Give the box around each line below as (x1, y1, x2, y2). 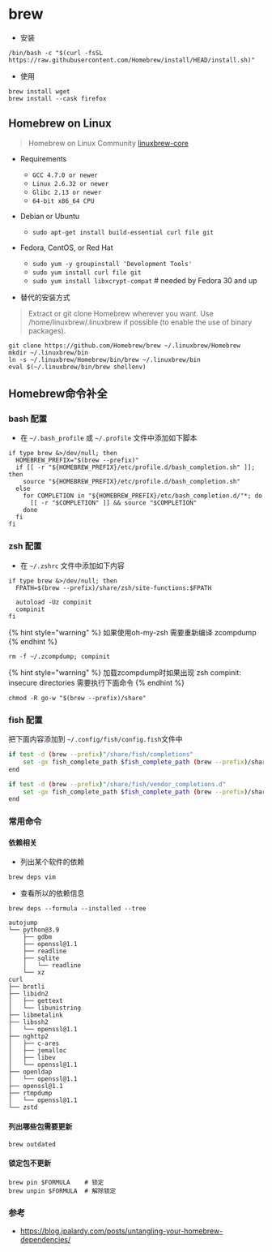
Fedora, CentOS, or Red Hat (19, 243, 113, 252)
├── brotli (8, 983, 45, 991)
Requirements (19, 153, 67, 163)
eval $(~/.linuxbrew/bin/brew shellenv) (8, 363, 147, 371)
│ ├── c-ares (8, 1039, 60, 1048)
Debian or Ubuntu (19, 211, 80, 221)
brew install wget (8, 87, 70, 96)
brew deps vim (8, 873, 57, 881)
